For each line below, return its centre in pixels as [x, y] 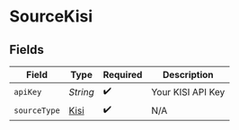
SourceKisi [51, 17]
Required [123, 75]
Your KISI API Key [188, 91]
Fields [27, 50]
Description [188, 75]
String [81, 91]
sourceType [37, 110]
